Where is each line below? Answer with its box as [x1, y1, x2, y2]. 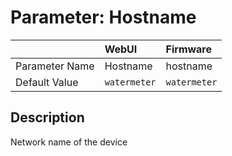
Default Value [15, 75, 79, 89]
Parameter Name [15, 59, 95, 73]
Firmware [165, 42, 212, 56]
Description [10, 109, 85, 126]
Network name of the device [10, 136, 128, 148]
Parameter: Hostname [10, 6, 197, 29]
